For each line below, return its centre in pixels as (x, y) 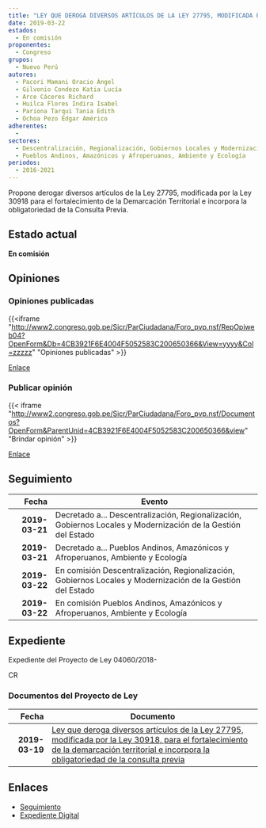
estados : (23, 30)
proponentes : (30, 45)
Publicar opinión (40, 387)
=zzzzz (20, 352)
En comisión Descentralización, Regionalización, (145, 570)
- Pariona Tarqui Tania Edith (65, 112)
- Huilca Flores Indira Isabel (67, 104)
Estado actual (43, 235)
